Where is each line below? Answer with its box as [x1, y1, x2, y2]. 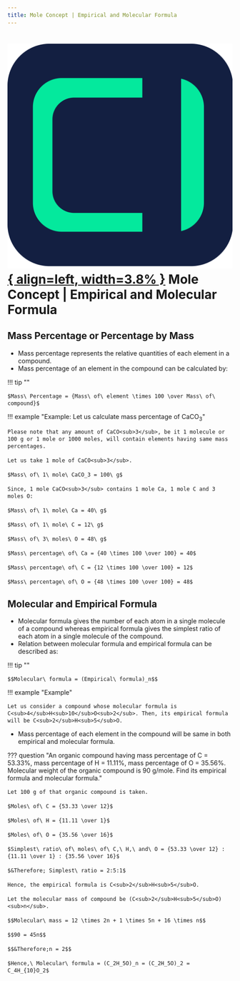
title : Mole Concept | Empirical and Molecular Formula [7, 11, 177, 19]
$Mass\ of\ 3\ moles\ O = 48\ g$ [7, 535, 107, 543]
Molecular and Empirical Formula [7, 598, 157, 610]
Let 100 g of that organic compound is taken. [7, 789, 149, 796]
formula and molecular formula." [7, 774, 102, 783]
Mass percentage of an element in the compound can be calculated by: [17, 364, 229, 373]
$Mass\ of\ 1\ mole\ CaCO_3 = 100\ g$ [7, 471, 123, 478]
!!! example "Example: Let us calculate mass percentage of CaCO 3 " [7, 412, 206, 423]
